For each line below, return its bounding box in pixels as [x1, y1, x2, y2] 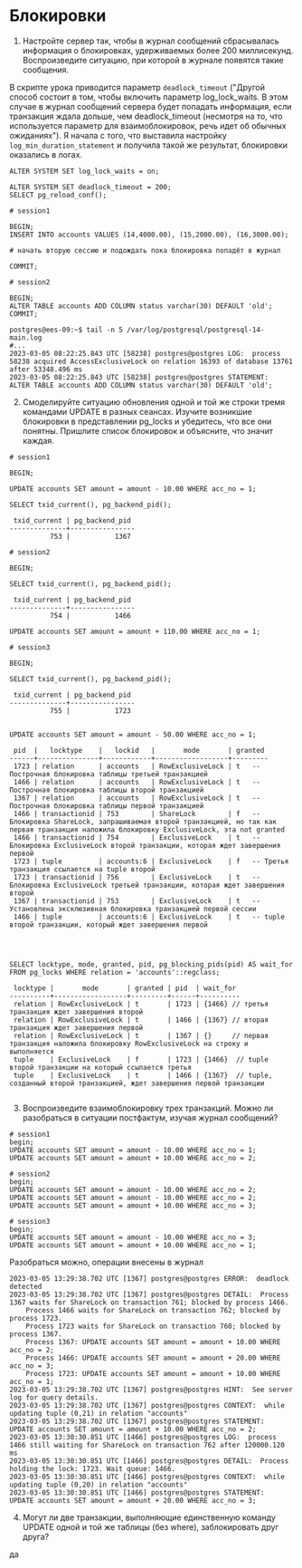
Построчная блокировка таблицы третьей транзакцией [9, 769, 208, 779]
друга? [22, 1531, 50, 1542]
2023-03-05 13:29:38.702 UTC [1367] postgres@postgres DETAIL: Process [9, 1290, 289, 1299]
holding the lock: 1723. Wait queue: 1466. [9, 1464, 176, 1473]
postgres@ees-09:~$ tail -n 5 [9, 325, 124, 334]
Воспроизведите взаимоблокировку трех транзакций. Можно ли [22, 1102, 274, 1113]
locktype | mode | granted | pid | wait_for [13, 984, 237, 993]
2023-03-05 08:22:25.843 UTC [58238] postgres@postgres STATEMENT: [9, 372, 269, 381]
